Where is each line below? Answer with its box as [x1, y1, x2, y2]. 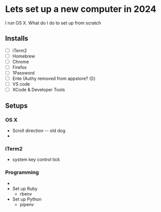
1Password [12, 70, 35, 75]
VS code [12, 81, 30, 87]
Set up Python [12, 196, 42, 202]
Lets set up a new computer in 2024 [5, 3, 157, 15]
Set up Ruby [12, 185, 38, 192]
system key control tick [12, 156, 60, 162]
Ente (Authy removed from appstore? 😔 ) [12, 75, 96, 81]
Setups [5, 101, 28, 110]
